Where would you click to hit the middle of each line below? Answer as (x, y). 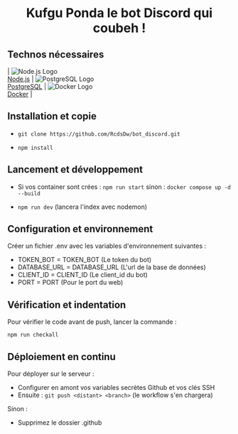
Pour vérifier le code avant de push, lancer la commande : (92, 322)
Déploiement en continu (61, 357)
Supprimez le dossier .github (60, 423)
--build (29, 193)
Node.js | (21, 79)
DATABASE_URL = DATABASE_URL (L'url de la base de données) (112, 267)
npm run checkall (33, 335)
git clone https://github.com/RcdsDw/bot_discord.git (99, 134)
